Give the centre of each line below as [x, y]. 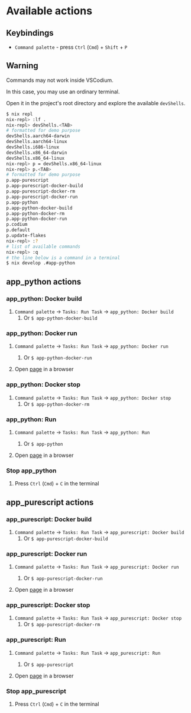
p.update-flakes [26, 236]
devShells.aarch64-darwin [38, 136]
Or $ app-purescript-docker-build [66, 538]
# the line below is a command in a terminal [63, 258]
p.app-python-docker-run [37, 219]
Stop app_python [31, 471]
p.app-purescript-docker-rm [41, 191]
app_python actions [44, 281]
